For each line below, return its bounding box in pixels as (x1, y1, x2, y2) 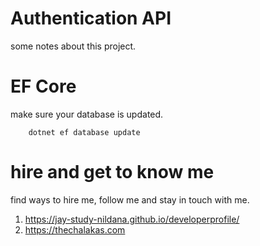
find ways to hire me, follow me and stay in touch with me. (10, 193, 250, 206)
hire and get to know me (10, 161, 215, 184)
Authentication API (10, 7, 172, 30)
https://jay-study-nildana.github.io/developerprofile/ (24, 213, 240, 225)
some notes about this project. (10, 40, 137, 52)
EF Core (10, 75, 77, 98)
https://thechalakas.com (24, 223, 126, 236)
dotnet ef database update (28, 127, 141, 137)
